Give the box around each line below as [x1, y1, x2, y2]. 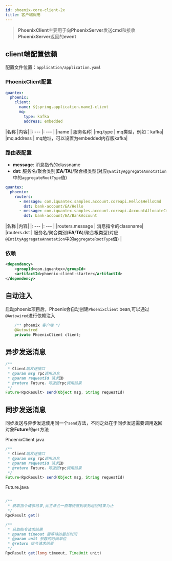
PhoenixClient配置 [5, 78, 52, 85]
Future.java [5, 484, 29, 490]
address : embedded [24, 119, 63, 124]
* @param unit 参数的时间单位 [7, 536, 67, 542]
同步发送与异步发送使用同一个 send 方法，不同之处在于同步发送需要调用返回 [5, 420, 163, 426]
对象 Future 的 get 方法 [5, 427, 49, 433]
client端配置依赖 [5, 50, 58, 58]
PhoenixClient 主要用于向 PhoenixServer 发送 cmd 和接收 [17, 27, 136, 33]
